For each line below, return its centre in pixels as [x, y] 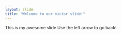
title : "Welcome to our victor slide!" [45, 14]
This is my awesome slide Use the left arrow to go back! [61, 27]
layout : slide [19, 9]
